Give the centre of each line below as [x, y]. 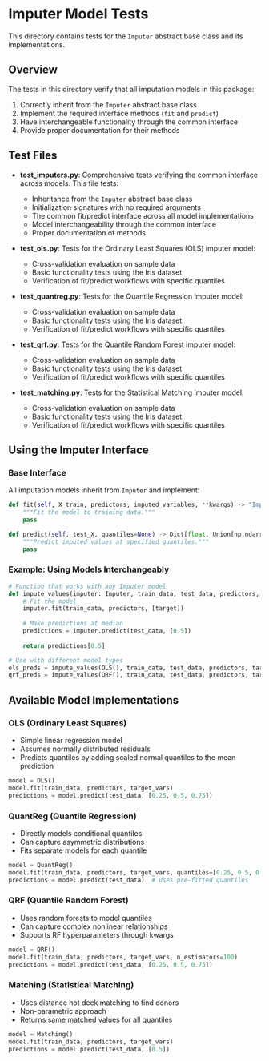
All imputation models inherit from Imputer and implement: [104, 490]
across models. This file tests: [69, 183]
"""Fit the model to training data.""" [89, 512]
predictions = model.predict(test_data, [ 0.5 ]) [89, 1049]
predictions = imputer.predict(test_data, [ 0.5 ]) [107, 631]
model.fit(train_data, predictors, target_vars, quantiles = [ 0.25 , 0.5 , [130, 872]
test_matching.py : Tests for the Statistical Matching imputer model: [132, 392]
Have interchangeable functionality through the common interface [129, 122]
